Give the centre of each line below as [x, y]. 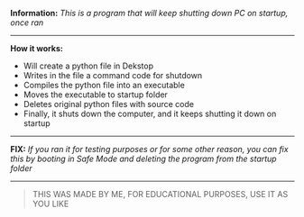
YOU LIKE [51, 203]
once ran [27, 23]
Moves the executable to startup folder [95, 95]
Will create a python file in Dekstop [88, 66]
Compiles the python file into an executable [104, 85]
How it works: [37, 48]
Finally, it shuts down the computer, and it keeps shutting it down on [150, 113]
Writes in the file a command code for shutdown [113, 75]
